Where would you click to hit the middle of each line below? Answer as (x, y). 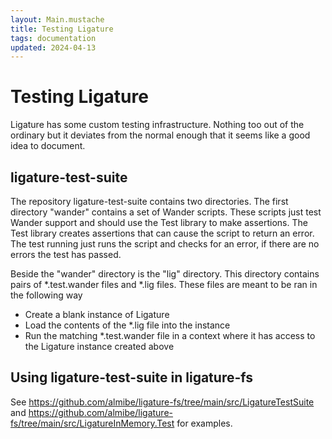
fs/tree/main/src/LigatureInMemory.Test (92, 423)
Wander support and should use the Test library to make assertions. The (159, 222)
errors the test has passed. (66, 254)
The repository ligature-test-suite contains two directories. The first (149, 201)
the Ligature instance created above (99, 346)
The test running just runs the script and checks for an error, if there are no (165, 244)
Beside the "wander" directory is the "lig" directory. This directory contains (165, 274)
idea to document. (48, 146)
